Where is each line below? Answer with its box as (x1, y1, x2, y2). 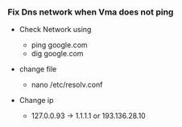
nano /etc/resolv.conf (31, 80, 103, 90)
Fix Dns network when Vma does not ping (7, 6, 174, 18)
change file (19, 64, 57, 74)
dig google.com (31, 49, 84, 59)
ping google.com (31, 40, 88, 50)
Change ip (19, 96, 54, 105)
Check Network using (19, 25, 92, 35)
